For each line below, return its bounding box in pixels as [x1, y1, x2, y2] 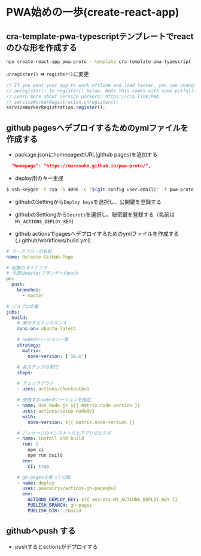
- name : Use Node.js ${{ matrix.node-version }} [17, 402, 141, 408]
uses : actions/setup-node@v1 [22, 408, 95, 414]
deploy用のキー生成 [14, 175, 64, 182]
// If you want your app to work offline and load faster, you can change [6, 82, 197, 88]
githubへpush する [6, 526, 76, 536]
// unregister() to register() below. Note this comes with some [6, 88, 172, 94]
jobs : [6, 309, 20, 315]
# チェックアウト [17, 380, 54, 387]
